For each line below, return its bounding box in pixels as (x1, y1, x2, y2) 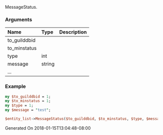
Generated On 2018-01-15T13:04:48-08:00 (5, 125, 91, 131)
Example (5, 83, 26, 90)
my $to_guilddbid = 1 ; (5, 94, 51, 99)
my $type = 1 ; (5, 103, 34, 108)
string (41, 61, 55, 67)
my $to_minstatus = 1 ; (5, 99, 51, 103)
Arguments (5, 16, 33, 23)
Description (59, 29, 87, 35)
